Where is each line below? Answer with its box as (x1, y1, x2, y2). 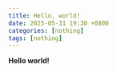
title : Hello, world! (8, 11, 81, 20)
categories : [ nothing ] (8, 26, 84, 34)
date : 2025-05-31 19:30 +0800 (8, 19, 110, 27)
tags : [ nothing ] (8, 34, 63, 42)
